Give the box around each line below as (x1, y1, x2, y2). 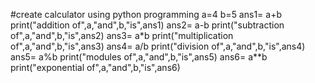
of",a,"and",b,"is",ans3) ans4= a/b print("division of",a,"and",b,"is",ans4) (10, 40, 306, 52)
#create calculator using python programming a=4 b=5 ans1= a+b (10, 9, 282, 20)
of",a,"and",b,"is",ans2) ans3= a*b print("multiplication (10, 30, 234, 41)
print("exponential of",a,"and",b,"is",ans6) (10, 62, 181, 73)
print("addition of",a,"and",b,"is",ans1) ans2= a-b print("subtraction (10, 19, 285, 31)
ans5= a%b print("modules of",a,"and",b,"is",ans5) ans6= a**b (10, 51, 268, 63)
